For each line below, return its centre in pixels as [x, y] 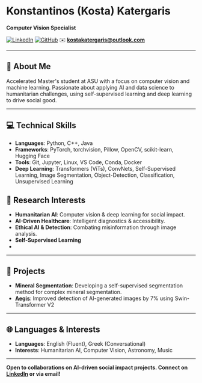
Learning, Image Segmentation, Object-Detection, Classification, [95, 175]
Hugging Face [32, 156]
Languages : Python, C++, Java [54, 143]
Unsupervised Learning [44, 181]
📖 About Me [29, 66]
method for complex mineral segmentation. [68, 292]
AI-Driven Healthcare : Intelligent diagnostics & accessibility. [90, 221]
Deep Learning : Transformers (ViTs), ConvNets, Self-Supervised [95, 168]
